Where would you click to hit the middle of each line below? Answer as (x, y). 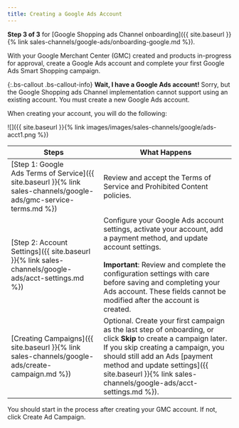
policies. (117, 195)
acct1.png (22, 134)
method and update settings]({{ (155, 365)
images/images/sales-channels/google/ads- (152, 127)
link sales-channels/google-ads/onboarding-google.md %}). (106, 42)
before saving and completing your (161, 282)
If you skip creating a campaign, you (164, 347)
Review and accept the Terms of (157, 177)
